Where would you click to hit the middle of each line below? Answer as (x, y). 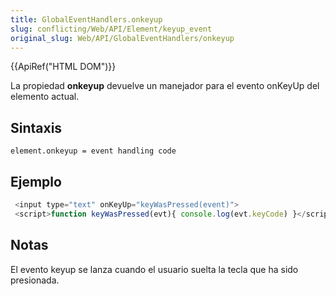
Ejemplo (36, 181)
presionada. (35, 280)
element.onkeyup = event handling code (93, 151)
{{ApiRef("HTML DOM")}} (63, 67)
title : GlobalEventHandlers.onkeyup (86, 19)
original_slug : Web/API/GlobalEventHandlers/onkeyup (122, 38)
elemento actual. (45, 97)
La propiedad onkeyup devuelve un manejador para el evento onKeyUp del (165, 86)
